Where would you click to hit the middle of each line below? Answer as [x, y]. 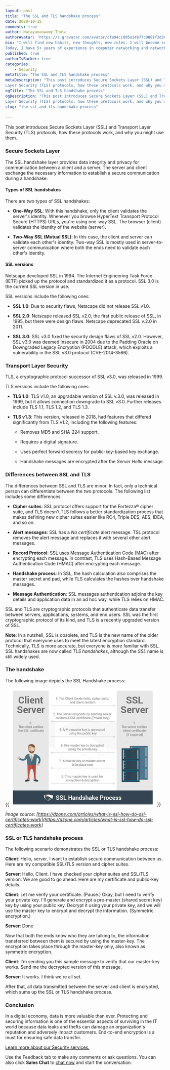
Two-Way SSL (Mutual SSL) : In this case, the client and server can [82, 237]
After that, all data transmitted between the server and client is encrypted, [82, 986]
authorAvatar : [20, 37]
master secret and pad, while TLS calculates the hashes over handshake [88, 579]
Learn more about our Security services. [47, 1047]
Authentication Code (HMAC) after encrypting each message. [77, 563]
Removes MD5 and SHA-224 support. [59, 432]
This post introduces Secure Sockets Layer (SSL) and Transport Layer [78, 127]
